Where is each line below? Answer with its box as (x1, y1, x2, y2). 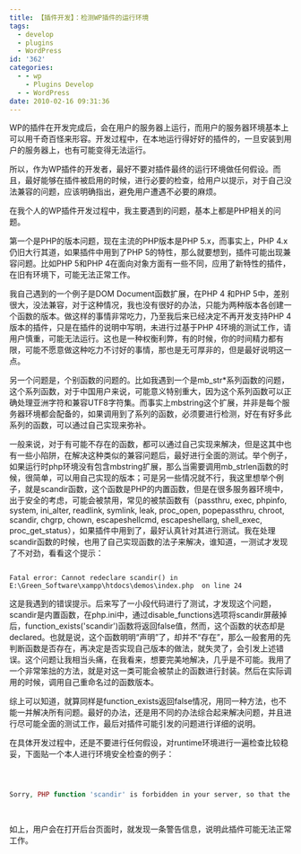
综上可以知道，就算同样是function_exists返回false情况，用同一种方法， (9, 696, 271, 707)
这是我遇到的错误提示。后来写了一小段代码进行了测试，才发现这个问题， (9, 598, 276, 609)
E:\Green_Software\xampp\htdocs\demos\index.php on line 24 (9, 581, 243, 591)
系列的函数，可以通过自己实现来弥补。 (9, 419, 150, 431)
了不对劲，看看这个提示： (9, 548, 104, 559)
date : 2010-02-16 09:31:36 (9, 96, 110, 106)
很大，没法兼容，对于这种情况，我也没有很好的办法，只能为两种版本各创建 (9, 300, 284, 311)
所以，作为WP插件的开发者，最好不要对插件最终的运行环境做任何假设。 (9, 163, 273, 175)
